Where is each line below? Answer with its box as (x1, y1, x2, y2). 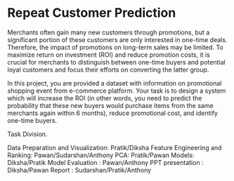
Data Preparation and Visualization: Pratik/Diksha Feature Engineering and (7, 143, 222, 152)
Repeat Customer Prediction (7, 5, 176, 21)
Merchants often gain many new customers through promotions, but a (7, 28, 210, 36)
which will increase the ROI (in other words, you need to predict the (7, 93, 202, 102)
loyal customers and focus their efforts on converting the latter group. (7, 65, 209, 74)
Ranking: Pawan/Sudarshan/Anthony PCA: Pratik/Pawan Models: (7, 151, 195, 159)
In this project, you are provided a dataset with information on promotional (7, 79, 222, 87)
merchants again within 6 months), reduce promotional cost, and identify (7, 109, 218, 117)
